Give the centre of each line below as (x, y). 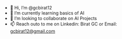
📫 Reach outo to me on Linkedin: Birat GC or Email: (64, 24)
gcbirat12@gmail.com (33, 31)
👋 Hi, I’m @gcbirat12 (31, 8)
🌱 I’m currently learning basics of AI (47, 13)
